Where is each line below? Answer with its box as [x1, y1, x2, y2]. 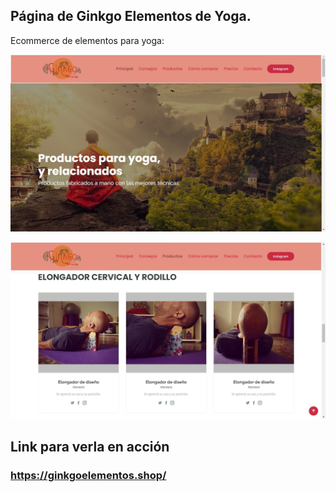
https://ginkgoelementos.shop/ [10, 469, 167, 483]
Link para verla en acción [10, 439, 170, 456]
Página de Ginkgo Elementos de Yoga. [10, 8, 252, 25]
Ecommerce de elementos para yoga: [10, 34, 165, 46]
